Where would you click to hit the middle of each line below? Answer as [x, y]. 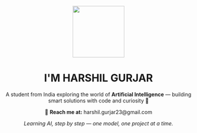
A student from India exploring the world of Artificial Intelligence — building [98, 94]
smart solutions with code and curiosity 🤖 [98, 101]
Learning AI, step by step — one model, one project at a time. [98, 123]
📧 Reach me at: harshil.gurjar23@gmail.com [98, 112]
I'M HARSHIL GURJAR [98, 78]
